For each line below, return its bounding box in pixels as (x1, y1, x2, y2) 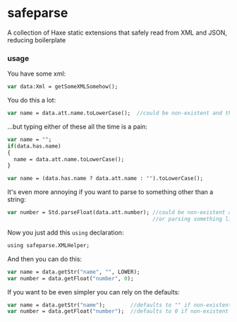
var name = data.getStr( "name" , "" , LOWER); (7, 268, 140, 275)
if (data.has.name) (7, 143, 61, 150)
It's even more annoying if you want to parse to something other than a (7, 188, 214, 196)
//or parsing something (152, 215, 222, 223)
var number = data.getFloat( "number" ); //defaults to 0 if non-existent (7, 308, 229, 315)
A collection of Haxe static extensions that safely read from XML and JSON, (7, 28, 228, 37)
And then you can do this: (7, 254, 83, 263)
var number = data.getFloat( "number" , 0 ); (7, 275, 134, 282)
